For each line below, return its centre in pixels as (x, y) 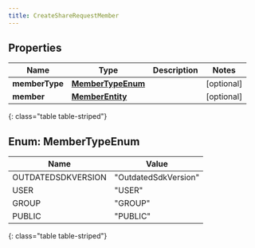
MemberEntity (99, 96)
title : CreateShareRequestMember (64, 16)
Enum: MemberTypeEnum (74, 142)
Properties (35, 48)
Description (175, 70)
